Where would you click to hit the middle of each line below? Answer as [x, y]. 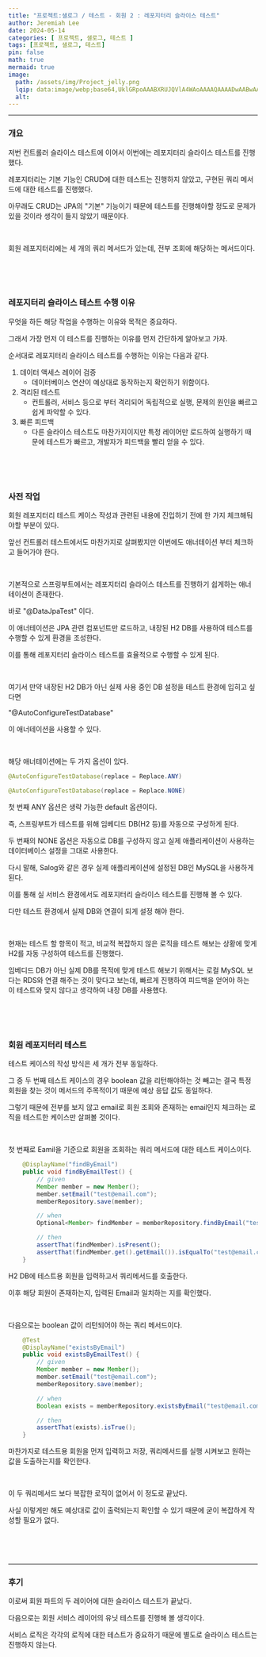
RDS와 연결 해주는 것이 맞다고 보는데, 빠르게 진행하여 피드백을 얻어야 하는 [136, 980]
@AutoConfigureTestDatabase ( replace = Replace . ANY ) [95, 776]
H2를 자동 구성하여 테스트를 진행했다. [66, 953]
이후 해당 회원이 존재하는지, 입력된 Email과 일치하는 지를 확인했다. [110, 1293]
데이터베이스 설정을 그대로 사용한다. [63, 850]
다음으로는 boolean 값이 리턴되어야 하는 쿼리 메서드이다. [95, 1325]
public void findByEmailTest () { [78, 1172]
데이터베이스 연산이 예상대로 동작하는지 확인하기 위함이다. [120, 382]
